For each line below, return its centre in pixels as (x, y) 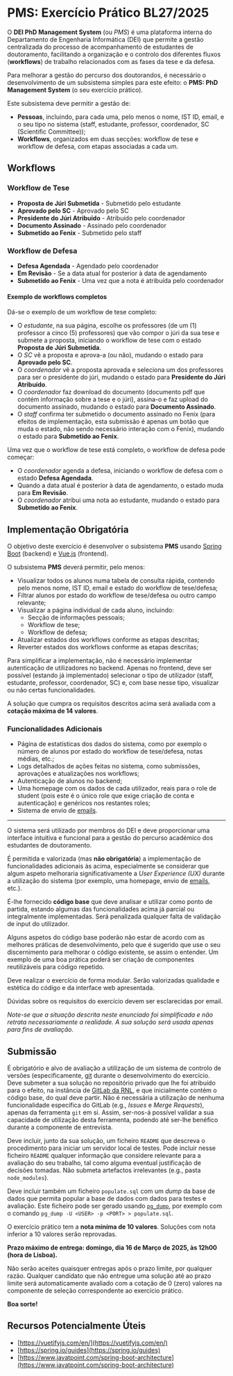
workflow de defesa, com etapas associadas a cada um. (98, 146)
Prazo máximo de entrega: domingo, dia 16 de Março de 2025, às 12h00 (112, 1248)
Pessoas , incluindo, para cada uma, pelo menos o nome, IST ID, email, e (121, 117)
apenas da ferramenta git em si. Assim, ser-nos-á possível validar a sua (111, 1112)
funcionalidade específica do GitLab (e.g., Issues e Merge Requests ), (106, 1105)
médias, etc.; (36, 759)
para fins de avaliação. (41, 1030)
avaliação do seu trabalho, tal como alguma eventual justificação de (104, 1163)
